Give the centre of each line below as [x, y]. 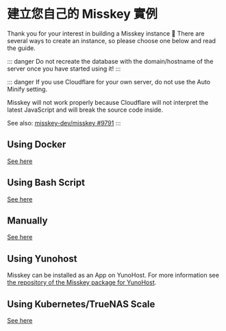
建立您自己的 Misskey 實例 [82, 14]
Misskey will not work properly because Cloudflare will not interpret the [108, 102]
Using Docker [37, 145]
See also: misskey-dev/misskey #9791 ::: [64, 123]
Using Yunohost [42, 259]
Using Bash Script [46, 183]
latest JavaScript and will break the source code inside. [85, 110]
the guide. [21, 48]
